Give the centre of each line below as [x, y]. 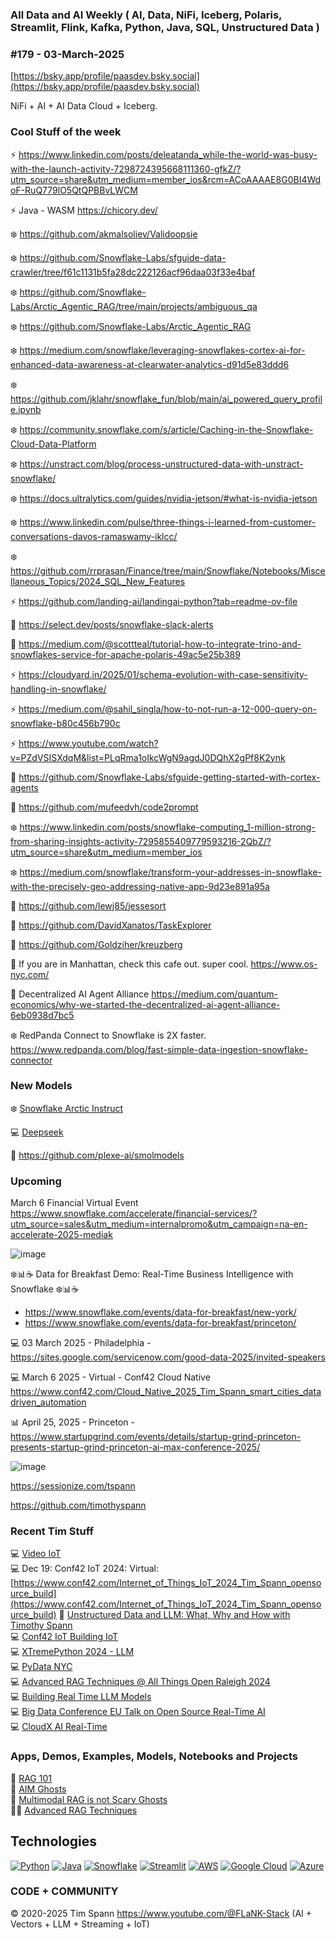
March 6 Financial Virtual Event [74, 1203]
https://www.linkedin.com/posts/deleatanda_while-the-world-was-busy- [168, 154]
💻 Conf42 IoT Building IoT [64, 1637]
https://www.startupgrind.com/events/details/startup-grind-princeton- [156, 1437]
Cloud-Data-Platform [53, 444]
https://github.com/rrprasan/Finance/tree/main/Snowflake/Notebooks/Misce [168, 570]
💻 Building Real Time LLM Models [81, 1697]
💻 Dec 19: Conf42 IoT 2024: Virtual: [84, 1569]
